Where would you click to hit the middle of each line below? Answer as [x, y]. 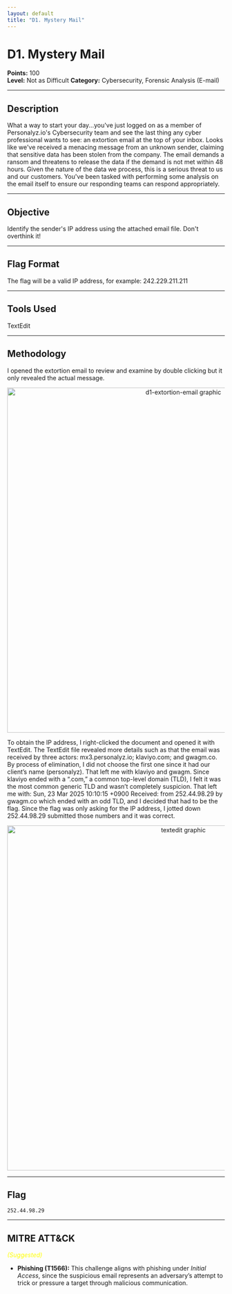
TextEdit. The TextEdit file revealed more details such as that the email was [114, 749]
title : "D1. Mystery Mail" [46, 20]
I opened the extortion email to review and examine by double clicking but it [115, 371]
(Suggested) [25, 1255]
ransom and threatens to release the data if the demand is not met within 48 [115, 162]
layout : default [30, 13]
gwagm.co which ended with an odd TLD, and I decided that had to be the [113, 801]
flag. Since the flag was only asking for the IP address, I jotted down [104, 808]
